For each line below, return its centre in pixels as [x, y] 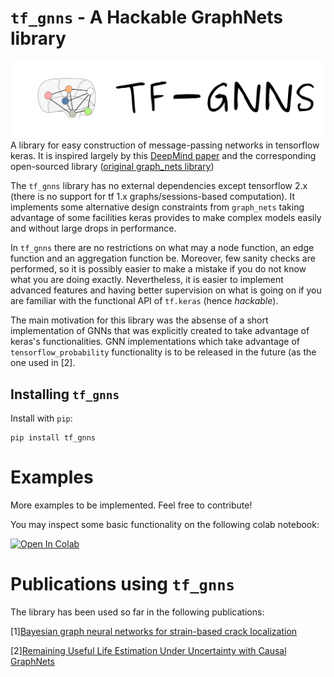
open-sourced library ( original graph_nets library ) [112, 167]
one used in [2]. [43, 363]
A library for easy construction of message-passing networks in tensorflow [165, 145]
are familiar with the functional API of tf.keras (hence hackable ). [144, 301]
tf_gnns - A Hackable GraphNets [147, 17]
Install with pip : [41, 418]
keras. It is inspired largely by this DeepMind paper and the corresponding [163, 156]
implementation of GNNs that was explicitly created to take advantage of [160, 331]
